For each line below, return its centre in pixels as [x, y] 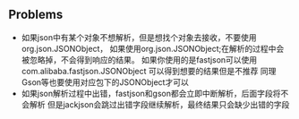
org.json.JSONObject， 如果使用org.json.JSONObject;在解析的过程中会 [153, 48]
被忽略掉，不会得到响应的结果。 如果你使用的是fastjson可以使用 [139, 59]
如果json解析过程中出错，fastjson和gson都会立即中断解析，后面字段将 [151, 93]
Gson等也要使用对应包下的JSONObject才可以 [105, 82]
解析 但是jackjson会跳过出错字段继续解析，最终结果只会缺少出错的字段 [159, 104]
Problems [36, 15]
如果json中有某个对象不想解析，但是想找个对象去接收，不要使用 [139, 37]
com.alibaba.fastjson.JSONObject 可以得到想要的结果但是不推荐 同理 [149, 71]
